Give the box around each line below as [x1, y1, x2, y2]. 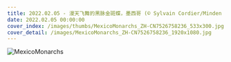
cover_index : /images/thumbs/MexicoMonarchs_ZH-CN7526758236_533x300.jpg [7, 22, 225, 29]
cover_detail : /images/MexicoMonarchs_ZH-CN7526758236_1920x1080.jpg [7, 29, 212, 36]
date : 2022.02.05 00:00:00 [7, 16, 85, 23]
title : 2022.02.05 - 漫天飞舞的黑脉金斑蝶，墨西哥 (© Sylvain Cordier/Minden [7, 10, 222, 17]
